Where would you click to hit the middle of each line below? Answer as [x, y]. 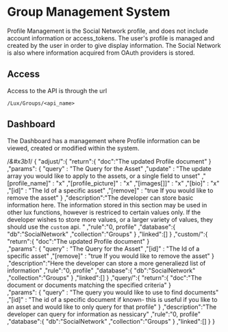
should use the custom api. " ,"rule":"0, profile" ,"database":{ [91, 227]
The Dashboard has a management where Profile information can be [104, 140]
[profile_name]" [29, 183]
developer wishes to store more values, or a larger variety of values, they [110, 219]
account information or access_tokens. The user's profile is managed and [111, 38]
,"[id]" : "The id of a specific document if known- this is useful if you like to [112, 299]
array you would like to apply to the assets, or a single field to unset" [104, 176]
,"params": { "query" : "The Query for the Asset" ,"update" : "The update [109, 168]
